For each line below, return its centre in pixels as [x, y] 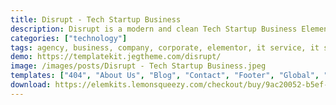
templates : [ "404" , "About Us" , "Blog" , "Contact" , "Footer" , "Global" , [165, 76]
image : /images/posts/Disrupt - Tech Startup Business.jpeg [138, 66]
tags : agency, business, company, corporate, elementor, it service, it [165, 47]
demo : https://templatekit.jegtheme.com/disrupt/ [116, 57]
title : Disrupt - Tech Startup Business [96, 19]
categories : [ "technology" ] [69, 38]
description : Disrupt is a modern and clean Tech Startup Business [154, 29]
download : [31, 85]
